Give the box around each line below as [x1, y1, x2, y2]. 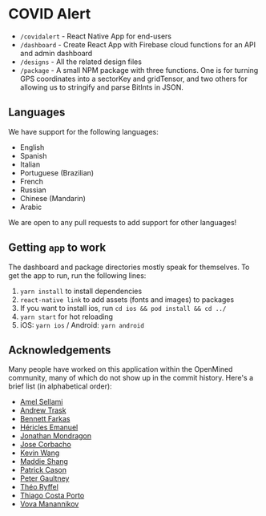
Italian [19, 159, 41, 169]
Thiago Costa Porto [19, 490, 85, 501]
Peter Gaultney [19, 474, 70, 483]
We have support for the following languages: [8, 127, 159, 136]
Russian [19, 185, 46, 195]
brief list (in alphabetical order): [8, 381, 112, 391]
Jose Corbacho [19, 440, 72, 449]
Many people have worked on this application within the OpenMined [8, 365, 233, 374]
